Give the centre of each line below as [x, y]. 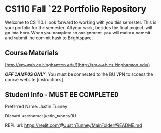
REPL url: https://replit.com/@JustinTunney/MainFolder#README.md [73, 125]
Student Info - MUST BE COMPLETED [62, 95]
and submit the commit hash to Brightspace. [49, 38]
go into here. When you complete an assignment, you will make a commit [78, 33]
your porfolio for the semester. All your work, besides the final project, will [79, 27]
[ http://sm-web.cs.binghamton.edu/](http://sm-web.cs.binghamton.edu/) [78, 65]
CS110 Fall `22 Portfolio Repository [76, 9]
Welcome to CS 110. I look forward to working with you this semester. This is [81, 22]
